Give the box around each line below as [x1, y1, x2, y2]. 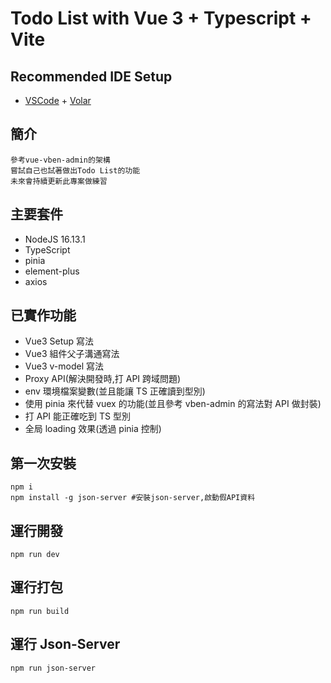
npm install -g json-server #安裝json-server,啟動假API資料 [10, 493, 256, 503]
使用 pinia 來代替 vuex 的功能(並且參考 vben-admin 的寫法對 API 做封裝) [24, 398, 322, 410]
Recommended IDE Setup [10, 68, 173, 85]
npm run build [10, 606, 70, 616]
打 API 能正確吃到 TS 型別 [24, 410, 131, 422]
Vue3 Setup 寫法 [24, 335, 94, 347]
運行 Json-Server [10, 636, 121, 653]
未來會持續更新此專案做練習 [10, 176, 108, 186]
